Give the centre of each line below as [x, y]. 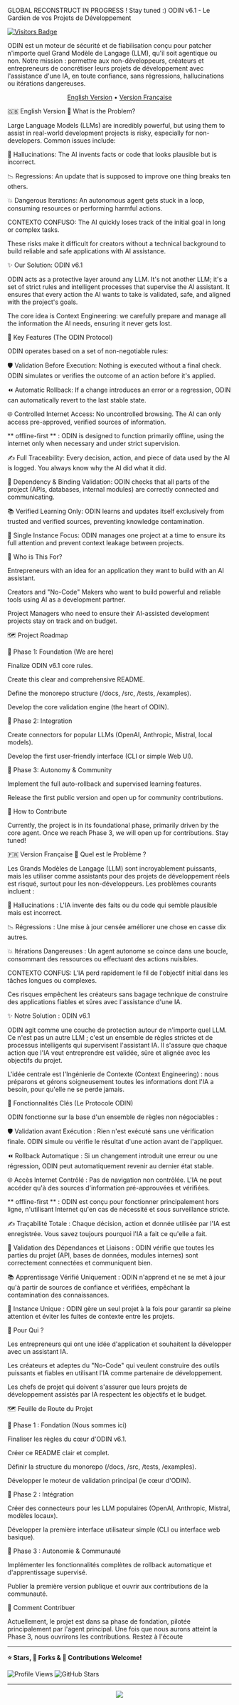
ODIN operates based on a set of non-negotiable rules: [88, 351]
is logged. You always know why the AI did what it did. [87, 468]
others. [18, 186]
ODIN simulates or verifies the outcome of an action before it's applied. [111, 375]
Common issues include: [80, 141]
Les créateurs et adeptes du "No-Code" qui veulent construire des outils [113, 1365]
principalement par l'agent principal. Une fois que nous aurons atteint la [112, 1629]
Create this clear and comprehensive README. [76, 679]
